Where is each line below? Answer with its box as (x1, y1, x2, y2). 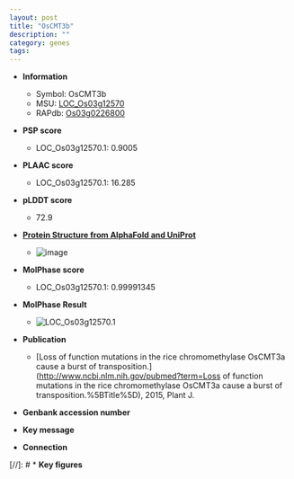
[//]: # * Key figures (9, 459, 83, 470)
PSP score (22, 125, 62, 136)
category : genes (9, 38, 70, 48)
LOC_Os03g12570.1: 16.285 (35, 177, 137, 189)
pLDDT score (22, 195, 73, 206)
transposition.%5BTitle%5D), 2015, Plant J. (35, 390, 195, 401)
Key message (22, 424, 75, 436)
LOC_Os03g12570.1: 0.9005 (35, 143, 138, 154)
